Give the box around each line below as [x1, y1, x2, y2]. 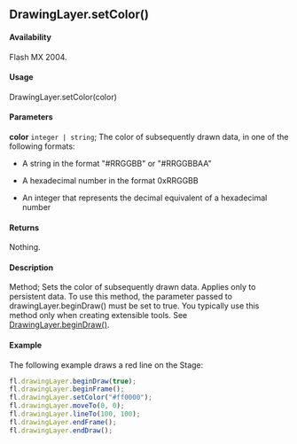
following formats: [9, 141, 75, 152]
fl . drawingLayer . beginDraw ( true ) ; [9, 377, 137, 386]
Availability [9, 31, 51, 43]
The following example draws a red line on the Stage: [9, 359, 204, 370]
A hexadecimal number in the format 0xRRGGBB [21, 175, 199, 185]
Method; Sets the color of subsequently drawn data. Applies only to [9, 282, 256, 292]
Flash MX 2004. [9, 51, 68, 62]
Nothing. [9, 242, 42, 253]
